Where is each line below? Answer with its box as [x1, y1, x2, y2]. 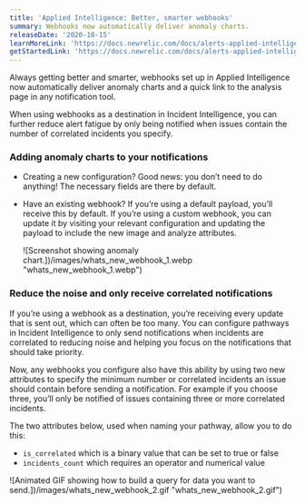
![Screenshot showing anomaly [22, 245, 139, 256]
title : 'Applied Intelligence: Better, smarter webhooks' [9, 13, 233, 23]
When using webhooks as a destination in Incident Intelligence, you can [9, 109, 278, 120]
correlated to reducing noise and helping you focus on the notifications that [9, 337, 292, 348]
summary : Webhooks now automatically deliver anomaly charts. [9, 22, 250, 31]
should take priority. [9, 346, 84, 357]
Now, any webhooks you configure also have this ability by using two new [9, 364, 286, 375]
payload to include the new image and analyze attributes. [22, 228, 238, 239]
